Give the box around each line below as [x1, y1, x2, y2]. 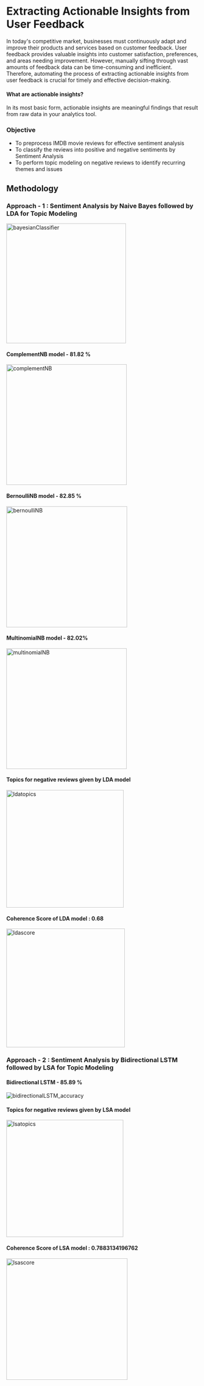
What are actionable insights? [6, 90, 84, 98]
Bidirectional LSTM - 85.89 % [6, 1078, 83, 1085]
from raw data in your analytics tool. [6, 111, 97, 118]
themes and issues [15, 166, 63, 173]
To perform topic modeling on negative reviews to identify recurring [15, 159, 186, 166]
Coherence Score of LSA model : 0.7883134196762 [6, 1244, 138, 1252]
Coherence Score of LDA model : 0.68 [6, 914, 104, 922]
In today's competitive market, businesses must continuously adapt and [6, 37, 187, 45]
